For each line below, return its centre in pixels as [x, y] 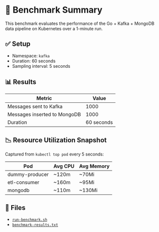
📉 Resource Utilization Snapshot [56, 140]
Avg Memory [94, 166]
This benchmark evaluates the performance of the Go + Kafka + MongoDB [80, 23]
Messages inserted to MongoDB [44, 114]
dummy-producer [28, 174]
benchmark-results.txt [35, 225]
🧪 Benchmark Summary [54, 10]
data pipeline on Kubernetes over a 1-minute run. [54, 28]
